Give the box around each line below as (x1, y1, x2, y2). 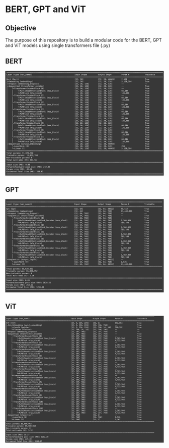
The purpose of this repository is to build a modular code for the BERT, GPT (5, 37, 162, 43)
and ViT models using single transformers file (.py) (5, 42, 111, 48)
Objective (5, 24, 37, 32)
